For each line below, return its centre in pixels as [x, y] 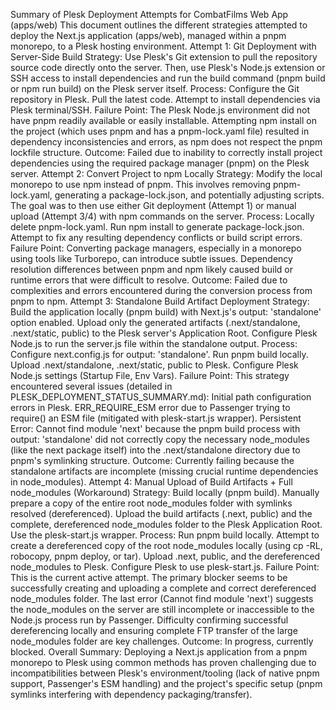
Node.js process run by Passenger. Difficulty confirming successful [149, 620]
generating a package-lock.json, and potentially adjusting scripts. [189, 195]
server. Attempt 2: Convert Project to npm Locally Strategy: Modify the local [166, 173]
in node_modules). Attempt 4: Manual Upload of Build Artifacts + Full [151, 482]
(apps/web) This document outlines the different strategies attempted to [159, 25]
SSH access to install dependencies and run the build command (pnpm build [168, 78]
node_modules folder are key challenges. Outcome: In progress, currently [162, 641]
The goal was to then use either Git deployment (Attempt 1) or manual [153, 205]
